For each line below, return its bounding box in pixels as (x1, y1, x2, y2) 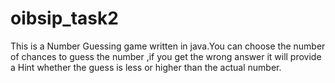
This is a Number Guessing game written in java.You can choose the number (10, 40, 326, 52)
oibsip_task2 (10, 7, 119, 30)
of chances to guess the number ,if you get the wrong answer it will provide (10, 50, 322, 62)
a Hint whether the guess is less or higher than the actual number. (10, 61, 282, 73)
